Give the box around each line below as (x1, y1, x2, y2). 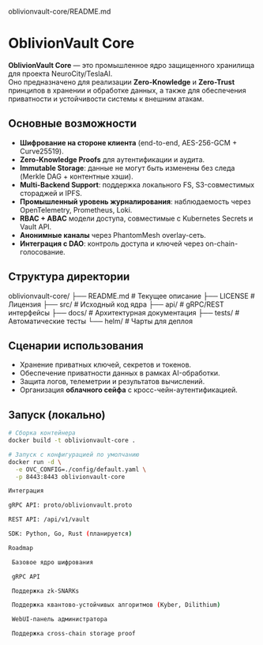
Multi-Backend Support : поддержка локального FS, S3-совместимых (19, 179, 255, 189)
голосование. (19, 247, 66, 256)
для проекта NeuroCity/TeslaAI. (8, 69, 113, 78)
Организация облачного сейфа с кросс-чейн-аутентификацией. (19, 385, 239, 394)
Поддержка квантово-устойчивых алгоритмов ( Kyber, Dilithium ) (11, 601, 221, 609)
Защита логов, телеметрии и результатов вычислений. (19, 377, 205, 387)
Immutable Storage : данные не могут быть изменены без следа (19, 163, 235, 172)
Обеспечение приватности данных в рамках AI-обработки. (19, 368, 220, 378)
